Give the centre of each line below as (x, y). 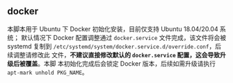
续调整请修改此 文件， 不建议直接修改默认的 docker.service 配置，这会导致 (114, 55)
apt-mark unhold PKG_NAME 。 (48, 72)
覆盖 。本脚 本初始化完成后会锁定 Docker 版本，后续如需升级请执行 (121, 63)
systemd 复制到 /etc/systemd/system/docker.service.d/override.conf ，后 (114, 46)
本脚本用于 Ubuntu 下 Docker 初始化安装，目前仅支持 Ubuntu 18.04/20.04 (113, 29)
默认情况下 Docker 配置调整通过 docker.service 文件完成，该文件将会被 (123, 37)
